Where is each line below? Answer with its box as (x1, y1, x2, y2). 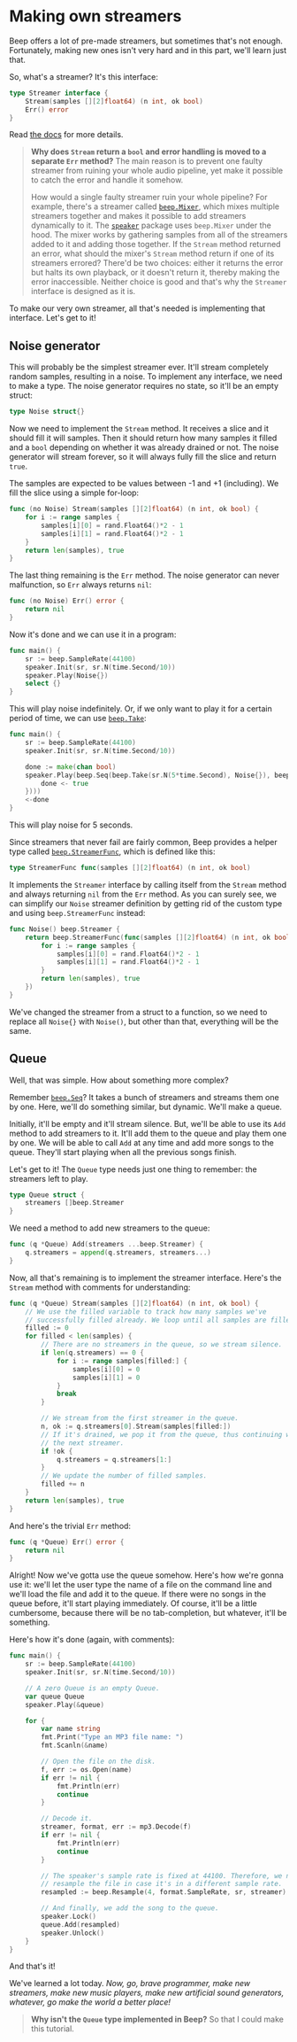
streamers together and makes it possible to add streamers (30, 211, 247, 221)
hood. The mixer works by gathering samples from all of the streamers (30, 229, 288, 240)
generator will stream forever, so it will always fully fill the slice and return (9, 452, 277, 462)
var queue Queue (25, 1692, 86, 1701)
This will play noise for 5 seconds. (9, 819, 133, 830)
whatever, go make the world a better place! (9, 1997, 171, 2007)
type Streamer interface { (9, 89, 109, 97)
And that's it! (9, 1960, 56, 1972)
